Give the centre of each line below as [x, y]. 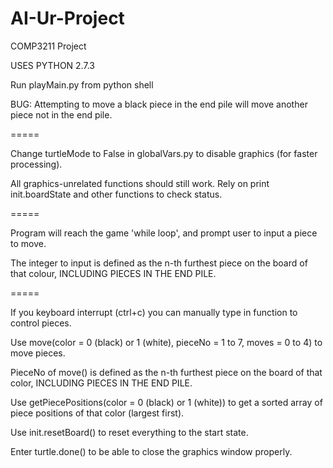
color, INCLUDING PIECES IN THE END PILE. [101, 383]
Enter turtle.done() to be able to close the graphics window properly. [151, 451]
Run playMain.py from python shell [82, 84]
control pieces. [41, 323]
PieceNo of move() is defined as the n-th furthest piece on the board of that [166, 372]
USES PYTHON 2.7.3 [52, 65]
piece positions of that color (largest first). [97, 413]
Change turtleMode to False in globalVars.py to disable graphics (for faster [164, 153]
